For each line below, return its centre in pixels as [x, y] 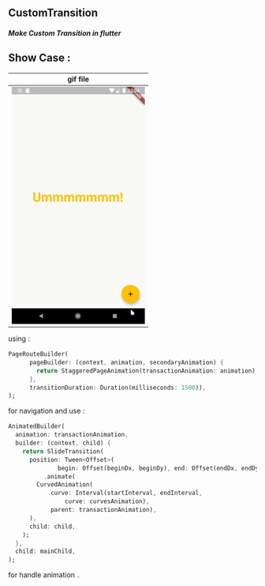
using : [19, 338]
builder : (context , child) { [63, 443]
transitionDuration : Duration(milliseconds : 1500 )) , [118, 388]
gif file [78, 79]
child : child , [52, 526]
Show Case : [39, 58]
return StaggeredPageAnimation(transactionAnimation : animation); [148, 371]
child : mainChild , [46, 552]
